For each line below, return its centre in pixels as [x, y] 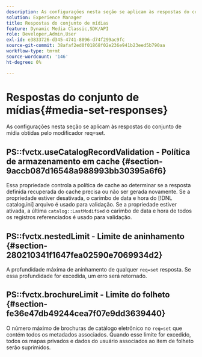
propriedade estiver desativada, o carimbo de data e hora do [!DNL [89, 198]
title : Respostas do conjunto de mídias [58, 23]
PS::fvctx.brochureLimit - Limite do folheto [88, 295]
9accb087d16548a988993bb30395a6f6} [86, 171]
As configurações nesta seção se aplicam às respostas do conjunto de [94, 126]
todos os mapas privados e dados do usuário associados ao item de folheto [100, 341]
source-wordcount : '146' [37, 57]
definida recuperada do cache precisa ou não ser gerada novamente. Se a [98, 192]
